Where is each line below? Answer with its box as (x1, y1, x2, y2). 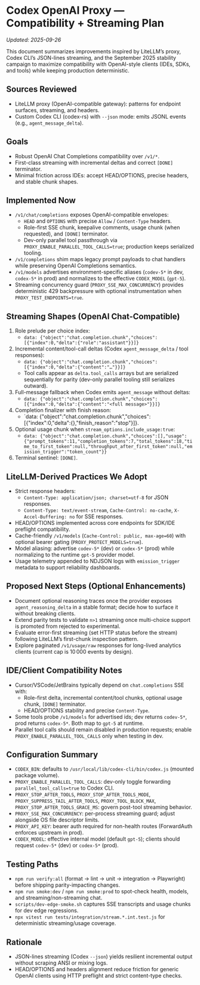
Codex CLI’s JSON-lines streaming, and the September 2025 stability (6, 54, 176, 61)
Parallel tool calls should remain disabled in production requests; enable (14, 726, 192, 733)
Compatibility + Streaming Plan (6, 16, 164, 30)
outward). (23, 382, 48, 389)
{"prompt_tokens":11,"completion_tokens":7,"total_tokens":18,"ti (23, 439, 193, 445)
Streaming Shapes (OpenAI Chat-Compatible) (6, 311, 180, 321)
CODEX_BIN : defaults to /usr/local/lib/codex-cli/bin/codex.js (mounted (14, 765, 194, 773)
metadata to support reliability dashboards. (14, 564, 121, 571)
